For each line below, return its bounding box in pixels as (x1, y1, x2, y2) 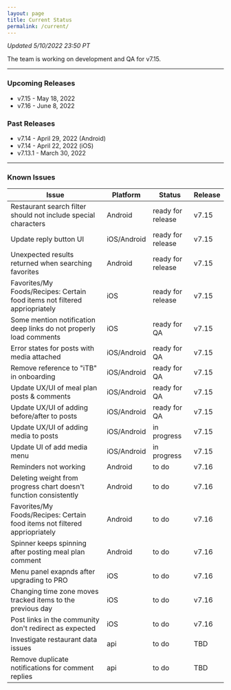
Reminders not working (10, 462, 86, 471)
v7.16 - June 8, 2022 (16, 101, 75, 110)
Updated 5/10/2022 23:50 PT (7, 42, 91, 50)
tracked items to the (10, 595, 76, 605)
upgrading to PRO (10, 575, 69, 585)
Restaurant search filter (10, 202, 87, 212)
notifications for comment (10, 663, 94, 673)
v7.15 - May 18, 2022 (16, 94, 76, 102)
